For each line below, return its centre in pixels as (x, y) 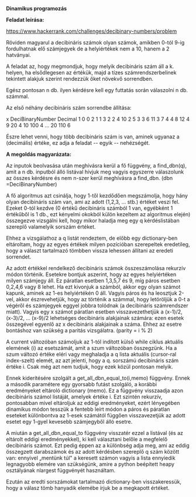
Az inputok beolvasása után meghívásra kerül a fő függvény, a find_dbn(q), (97, 166)
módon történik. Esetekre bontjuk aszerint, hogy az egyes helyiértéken (91, 274)
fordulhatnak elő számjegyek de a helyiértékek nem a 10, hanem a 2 (88, 49)
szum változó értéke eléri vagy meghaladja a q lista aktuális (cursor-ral (91, 354)
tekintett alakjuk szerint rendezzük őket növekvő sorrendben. (80, 79)
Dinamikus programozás (37, 8)
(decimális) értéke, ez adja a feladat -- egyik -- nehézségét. (78, 143)
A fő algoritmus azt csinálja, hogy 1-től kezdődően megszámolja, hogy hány (97, 195)
